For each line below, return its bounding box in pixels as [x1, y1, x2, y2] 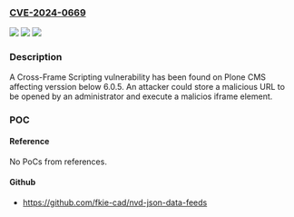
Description [9, 51, 63, 64]
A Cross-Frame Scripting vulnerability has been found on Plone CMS [9, 71, 266, 83]
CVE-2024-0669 [9, 6, 86, 19]
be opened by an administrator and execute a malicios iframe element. [9, 91, 273, 102]
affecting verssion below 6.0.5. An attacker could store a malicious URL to [9, 81, 286, 92]
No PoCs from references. [9, 156, 107, 167]
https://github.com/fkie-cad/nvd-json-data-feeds [22, 197, 208, 208]
